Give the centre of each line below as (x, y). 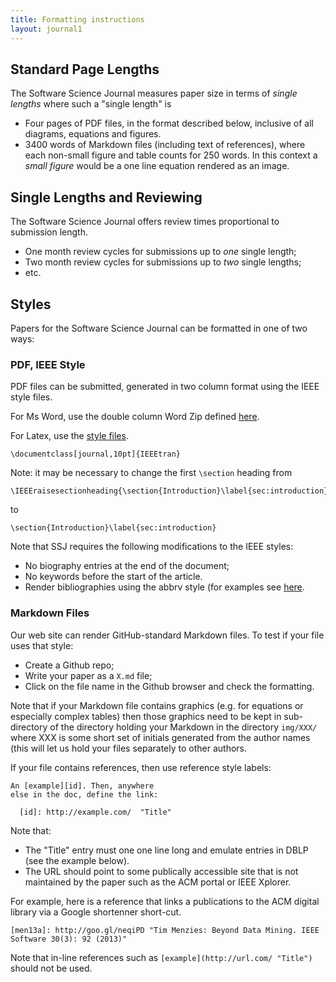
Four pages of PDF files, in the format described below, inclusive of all (169, 123)
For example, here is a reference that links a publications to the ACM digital (165, 901)
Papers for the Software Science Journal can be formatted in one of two (159, 328)
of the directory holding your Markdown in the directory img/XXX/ (183, 727)
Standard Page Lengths (85, 69)
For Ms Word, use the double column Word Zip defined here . (135, 417)
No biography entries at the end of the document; (127, 566)
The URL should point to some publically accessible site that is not (161, 871)
